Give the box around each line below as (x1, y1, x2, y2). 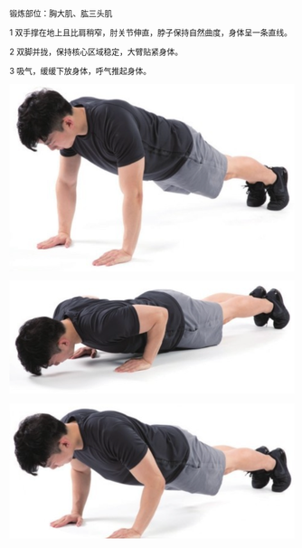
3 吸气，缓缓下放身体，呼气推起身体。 (9, 66, 152, 76)
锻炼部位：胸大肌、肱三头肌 (9, 8, 113, 18)
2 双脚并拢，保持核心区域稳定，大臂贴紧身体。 (9, 46, 184, 57)
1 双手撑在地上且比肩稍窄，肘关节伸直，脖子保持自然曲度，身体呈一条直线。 (9, 27, 292, 38)
